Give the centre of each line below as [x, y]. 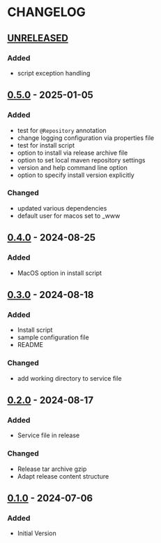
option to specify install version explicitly [76, 175]
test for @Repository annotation [62, 130]
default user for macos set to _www [69, 216]
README [30, 345]
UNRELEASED [38, 38]
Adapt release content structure [63, 476]
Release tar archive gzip [52, 469]
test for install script [46, 145]
